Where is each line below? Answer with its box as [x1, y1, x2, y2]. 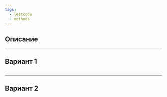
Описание [5, 35, 38, 43]
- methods [9, 16, 30, 21]
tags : [5, 7, 16, 12]
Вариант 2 [5, 84, 39, 93]
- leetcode [9, 12, 32, 17]
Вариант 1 [5, 57, 37, 66]
